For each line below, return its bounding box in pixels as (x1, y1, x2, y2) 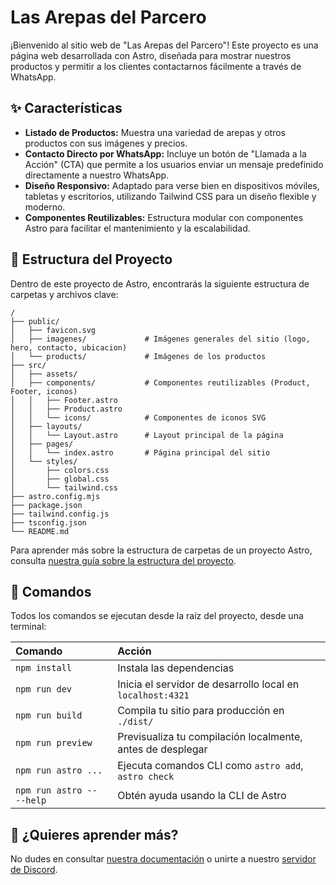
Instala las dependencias (117, 661, 235, 675)
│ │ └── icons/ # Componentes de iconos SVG (10, 412, 267, 423)
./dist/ (117, 716, 154, 728)
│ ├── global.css (10, 474, 110, 484)
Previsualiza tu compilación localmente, (117, 730, 303, 744)
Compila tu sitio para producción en (117, 704, 285, 718)
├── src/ (10, 360, 47, 370)
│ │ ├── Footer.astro (10, 395, 118, 405)
